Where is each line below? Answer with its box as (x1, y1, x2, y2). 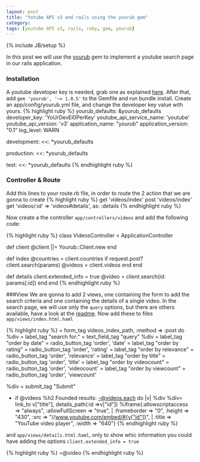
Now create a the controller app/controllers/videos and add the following (6, 213, 189, 221)
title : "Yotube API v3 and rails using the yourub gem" (6, 14, 148, 20)
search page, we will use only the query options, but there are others (6, 303, 175, 311)
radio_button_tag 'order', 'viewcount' (6, 371, 97, 378)
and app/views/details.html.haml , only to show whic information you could (6, 431, 192, 438)
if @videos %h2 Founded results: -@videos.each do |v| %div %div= (14, 394, 183, 401)
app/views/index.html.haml (6, 316, 73, 322)
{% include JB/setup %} (6, 42, 66, 49)
